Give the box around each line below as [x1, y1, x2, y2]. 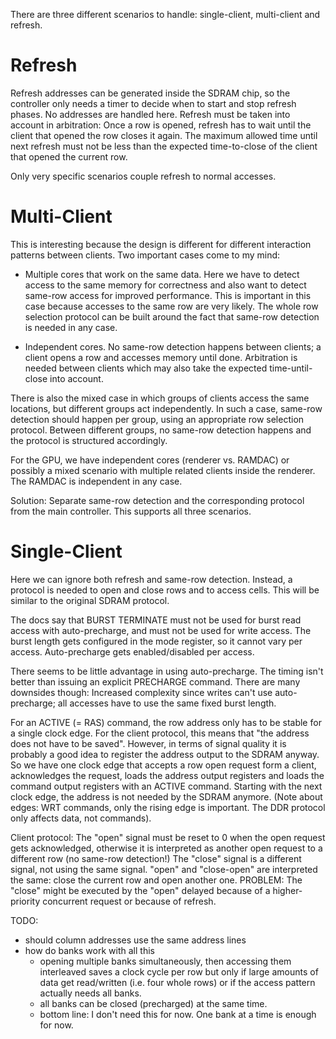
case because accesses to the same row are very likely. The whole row [24, 300, 319, 312]
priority [10, 895, 41, 907]
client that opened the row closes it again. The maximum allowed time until [10, 129, 318, 141]
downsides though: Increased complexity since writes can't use [10, 686, 273, 698]
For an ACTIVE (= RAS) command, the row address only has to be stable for [10, 716, 322, 728]
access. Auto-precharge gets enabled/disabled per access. [10, 645, 255, 658]
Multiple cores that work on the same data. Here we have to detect [24, 268, 300, 280]
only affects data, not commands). [10, 812, 152, 824]
